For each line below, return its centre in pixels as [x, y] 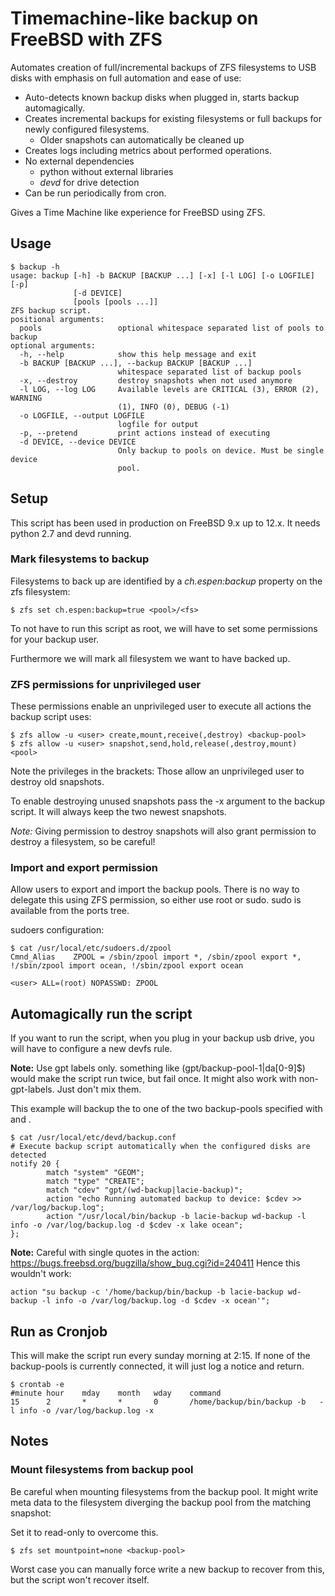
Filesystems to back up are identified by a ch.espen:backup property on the [166, 581]
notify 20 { [35, 1164]
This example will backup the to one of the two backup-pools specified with [166, 1109]
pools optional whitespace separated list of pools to [172, 328]
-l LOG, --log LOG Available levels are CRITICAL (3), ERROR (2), [169, 389]
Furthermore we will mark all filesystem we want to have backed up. [150, 658]
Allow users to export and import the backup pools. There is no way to [155, 889]
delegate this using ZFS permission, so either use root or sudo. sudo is [156, 900]
